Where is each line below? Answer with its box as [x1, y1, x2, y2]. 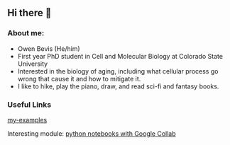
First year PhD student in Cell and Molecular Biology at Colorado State [17, 52, 224, 60]
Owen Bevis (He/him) [17, 44, 80, 53]
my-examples [7, 115, 48, 124]
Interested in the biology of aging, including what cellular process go [17, 66, 219, 75]
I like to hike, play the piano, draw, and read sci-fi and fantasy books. [17, 82, 219, 91]
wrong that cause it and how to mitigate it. [17, 74, 141, 83]
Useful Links [7, 100, 52, 110]
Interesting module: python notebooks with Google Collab [7, 129, 176, 138]
